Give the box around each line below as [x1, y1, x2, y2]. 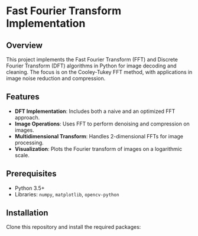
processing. [14, 139, 44, 146]
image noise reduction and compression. [6, 75, 106, 82]
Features [6, 92, 40, 102]
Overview [6, 40, 43, 50]
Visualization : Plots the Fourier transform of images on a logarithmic [14, 145, 182, 152]
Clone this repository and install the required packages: [6, 224, 141, 231]
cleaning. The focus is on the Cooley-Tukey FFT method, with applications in [6, 69, 193, 75]
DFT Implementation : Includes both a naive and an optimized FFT [14, 108, 176, 115]
